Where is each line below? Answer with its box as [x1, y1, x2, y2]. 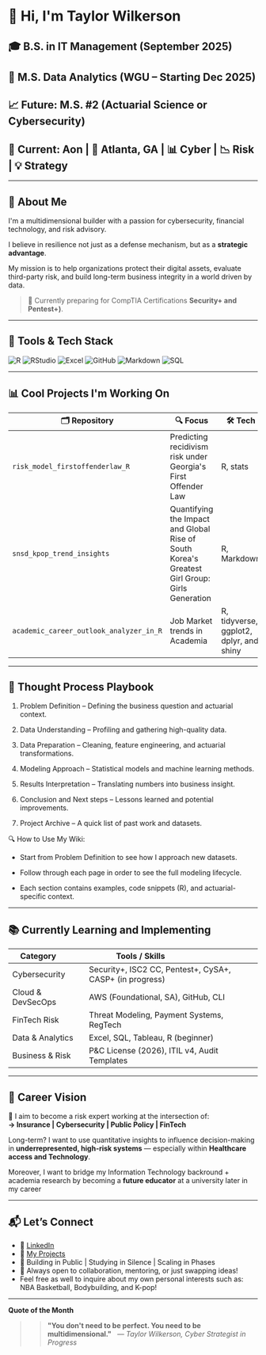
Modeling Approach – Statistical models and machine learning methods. [19, 764, 255, 774]
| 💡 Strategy [8, 158, 69, 173]
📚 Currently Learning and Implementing [8, 923, 211, 937]
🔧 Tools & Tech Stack [8, 334, 113, 348]
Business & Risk [12, 1050, 71, 1061]
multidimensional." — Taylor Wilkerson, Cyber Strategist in [47, 1329, 246, 1338]
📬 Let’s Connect [8, 1216, 93, 1229]
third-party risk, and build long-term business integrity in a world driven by [8, 272, 253, 281]
